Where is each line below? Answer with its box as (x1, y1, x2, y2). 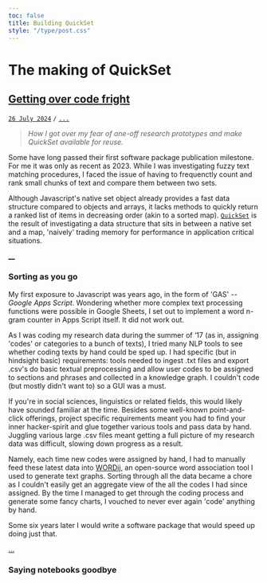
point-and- (209, 405, 245, 414)
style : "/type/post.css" (8, 26, 91, 34)
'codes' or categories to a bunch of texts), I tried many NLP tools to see (8, 338, 243, 348)
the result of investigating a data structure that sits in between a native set (8, 219, 252, 229)
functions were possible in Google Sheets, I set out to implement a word (8, 306, 245, 315)
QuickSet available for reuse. (27, 137, 124, 147)
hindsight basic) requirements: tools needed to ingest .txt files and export (8, 355, 249, 365)
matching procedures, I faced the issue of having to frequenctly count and (8, 170, 253, 179)
